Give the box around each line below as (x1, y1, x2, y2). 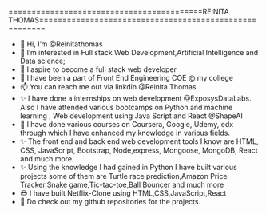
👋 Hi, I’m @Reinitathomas (19, 39, 103, 49)
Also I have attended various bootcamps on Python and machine (19, 103, 233, 112)
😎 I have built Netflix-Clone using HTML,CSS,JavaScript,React (19, 188, 227, 198)
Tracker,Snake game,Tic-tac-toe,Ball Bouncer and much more (19, 180, 224, 189)
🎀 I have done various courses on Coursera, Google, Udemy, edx (19, 120, 234, 129)
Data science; (19, 56, 66, 65)
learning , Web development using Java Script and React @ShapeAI (19, 111, 244, 121)
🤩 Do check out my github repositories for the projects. (19, 197, 201, 206)
